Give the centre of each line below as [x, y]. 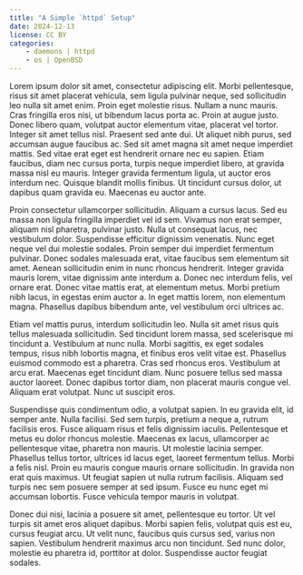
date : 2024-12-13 [42, 26]
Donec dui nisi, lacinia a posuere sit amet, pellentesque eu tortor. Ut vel [142, 514]
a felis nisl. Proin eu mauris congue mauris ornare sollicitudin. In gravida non [152, 468]
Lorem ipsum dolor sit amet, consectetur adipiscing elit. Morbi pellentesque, [151, 86]
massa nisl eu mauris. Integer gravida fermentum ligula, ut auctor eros [140, 173]
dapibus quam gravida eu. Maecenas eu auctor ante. [108, 192]
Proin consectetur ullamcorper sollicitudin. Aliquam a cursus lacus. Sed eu [148, 210]
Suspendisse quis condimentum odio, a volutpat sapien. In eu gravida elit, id [151, 409]
